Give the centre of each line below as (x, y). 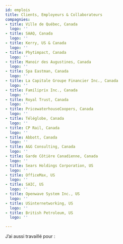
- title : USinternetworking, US (39, 203)
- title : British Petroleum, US (39, 213)
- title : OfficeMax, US (30, 175)
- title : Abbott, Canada (31, 137)
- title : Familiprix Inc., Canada (42, 90)
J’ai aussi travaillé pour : (30, 236)
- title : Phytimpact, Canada (36, 52)
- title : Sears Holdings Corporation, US (49, 165)
